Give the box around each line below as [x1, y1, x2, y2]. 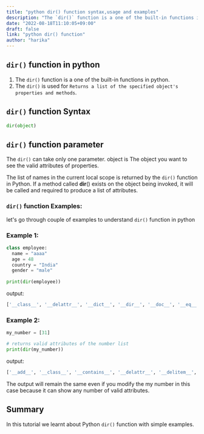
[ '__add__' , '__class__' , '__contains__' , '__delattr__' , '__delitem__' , [6, 369, 197, 375]
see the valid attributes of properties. [6, 162, 99, 169]
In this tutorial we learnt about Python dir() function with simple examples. [6, 421, 194, 428]
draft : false [6, 26, 39, 32]
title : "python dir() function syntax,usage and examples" [6, 9, 159, 15]
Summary [6, 404, 44, 415]
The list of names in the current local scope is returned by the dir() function [6, 174, 198, 181]
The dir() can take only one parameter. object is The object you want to [6, 156, 188, 163]
